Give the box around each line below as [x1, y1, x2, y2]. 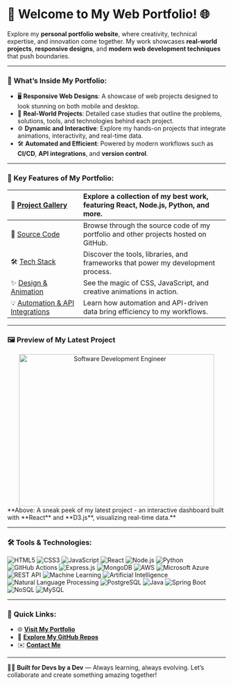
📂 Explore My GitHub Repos [17, 633, 99, 641]
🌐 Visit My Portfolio [17, 625, 76, 634]
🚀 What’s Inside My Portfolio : [7, 76, 107, 86]
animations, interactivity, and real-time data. [17, 131, 144, 140]
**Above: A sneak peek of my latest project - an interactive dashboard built [7, 506, 224, 514]
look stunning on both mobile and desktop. [17, 102, 140, 111]
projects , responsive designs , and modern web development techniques [7, 45, 221, 53]
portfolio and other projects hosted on [83, 229, 207, 239]
